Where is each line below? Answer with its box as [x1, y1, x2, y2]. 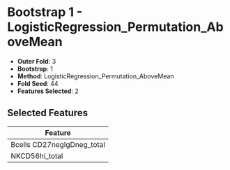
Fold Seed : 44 [17, 79, 59, 87]
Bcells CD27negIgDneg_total [10, 139, 106, 149]
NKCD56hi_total [10, 151, 63, 161]
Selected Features [7, 107, 89, 119]
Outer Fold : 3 [17, 57, 56, 65]
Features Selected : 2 [17, 87, 79, 95]
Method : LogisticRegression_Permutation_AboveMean [17, 71, 174, 80]
